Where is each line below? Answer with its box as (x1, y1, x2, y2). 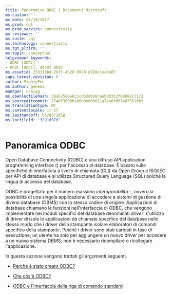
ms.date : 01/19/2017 (5, 17, 50, 22)
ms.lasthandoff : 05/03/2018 (5, 113, 66, 118)
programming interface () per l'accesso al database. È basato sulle (5, 162, 146, 168)
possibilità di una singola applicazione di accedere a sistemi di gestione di (5, 194, 162, 200)
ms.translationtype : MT (5, 103, 56, 108)
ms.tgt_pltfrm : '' (5, 46, 45, 51)
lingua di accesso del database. (5, 178, 72, 185)
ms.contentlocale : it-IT (5, 108, 59, 113)
